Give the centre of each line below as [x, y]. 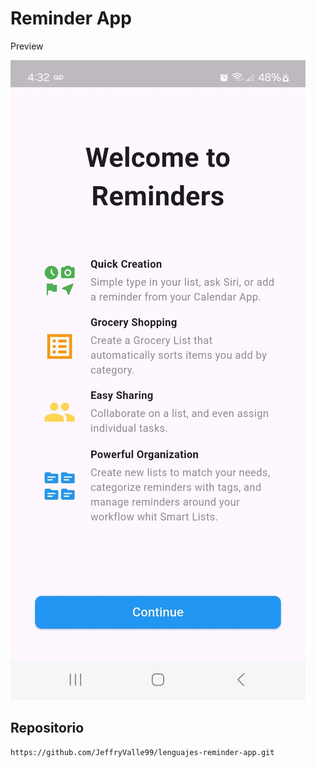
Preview [27, 46]
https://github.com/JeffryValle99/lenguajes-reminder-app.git [142, 752]
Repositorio [47, 728]
